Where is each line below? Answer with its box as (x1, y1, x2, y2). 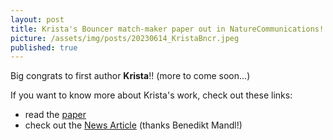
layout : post (10, 14, 65, 25)
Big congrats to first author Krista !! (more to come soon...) (10, 70, 251, 82)
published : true (10, 42, 78, 53)
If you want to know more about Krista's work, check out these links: (10, 89, 293, 101)
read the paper (24, 109, 87, 121)
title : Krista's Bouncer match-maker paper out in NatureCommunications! (10, 24, 325, 34)
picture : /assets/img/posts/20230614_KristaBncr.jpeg (10, 33, 240, 43)
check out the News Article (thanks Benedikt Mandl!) (24, 119, 243, 131)
